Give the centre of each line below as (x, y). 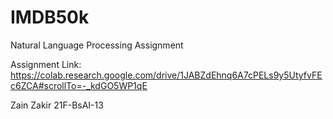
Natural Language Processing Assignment (97, 45)
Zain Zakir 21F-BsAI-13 (57, 105)
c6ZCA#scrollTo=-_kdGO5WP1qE (79, 85)
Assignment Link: (46, 64)
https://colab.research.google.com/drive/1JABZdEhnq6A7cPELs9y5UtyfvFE (166, 75)
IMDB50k (50, 17)
